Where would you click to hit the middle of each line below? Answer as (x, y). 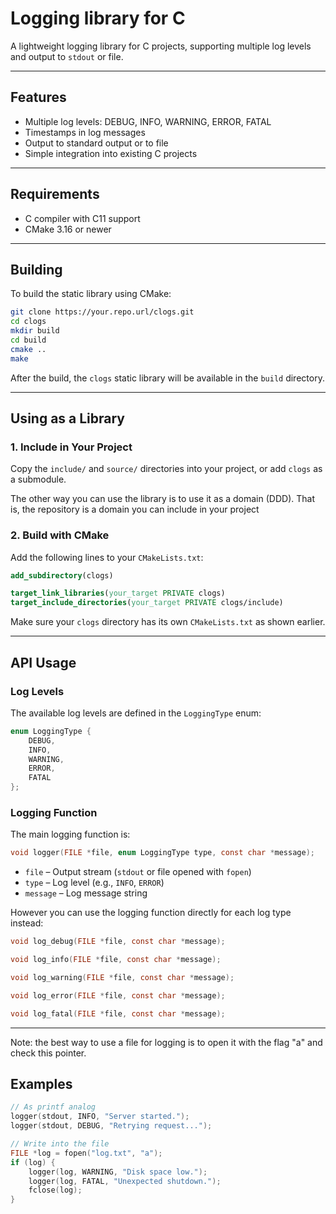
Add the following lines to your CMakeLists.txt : (107, 557)
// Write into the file (60, 1144)
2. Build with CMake (60, 535)
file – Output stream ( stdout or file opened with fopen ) (138, 872)
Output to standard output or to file (96, 143)
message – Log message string (86, 893)
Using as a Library (68, 418)
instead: (27, 923)
